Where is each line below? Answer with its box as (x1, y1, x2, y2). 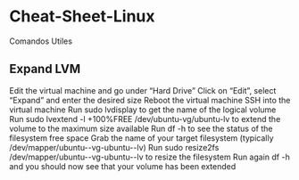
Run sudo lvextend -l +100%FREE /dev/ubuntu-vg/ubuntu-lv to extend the (9, 113, 281, 124)
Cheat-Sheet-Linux (9, 6, 155, 27)
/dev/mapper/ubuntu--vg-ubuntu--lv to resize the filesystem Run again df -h (9, 151, 290, 162)
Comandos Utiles (9, 36, 73, 46)
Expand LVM (9, 61, 81, 77)
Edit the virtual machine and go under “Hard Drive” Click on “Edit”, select (9, 85, 277, 95)
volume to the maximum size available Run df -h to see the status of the (9, 123, 273, 134)
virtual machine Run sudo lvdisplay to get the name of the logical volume (9, 104, 277, 115)
